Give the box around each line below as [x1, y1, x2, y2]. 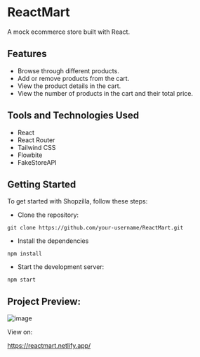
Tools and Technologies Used [7, 110, 139, 122]
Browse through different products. [17, 66, 119, 75]
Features [7, 48, 47, 60]
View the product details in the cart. [17, 82, 121, 90]
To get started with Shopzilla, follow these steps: [7, 197, 148, 206]
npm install [7, 251, 42, 258]
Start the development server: [17, 263, 105, 271]
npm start [7, 276, 36, 284]
